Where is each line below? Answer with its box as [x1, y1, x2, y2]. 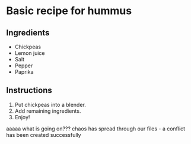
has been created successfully [6, 131, 81, 138]
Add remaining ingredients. [14, 107, 81, 114]
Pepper [14, 62, 33, 69]
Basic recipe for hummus [6, 4, 132, 18]
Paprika [14, 68, 34, 75]
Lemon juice [14, 50, 45, 57]
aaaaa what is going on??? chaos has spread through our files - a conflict [6, 125, 186, 132]
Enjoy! [14, 113, 30, 120]
